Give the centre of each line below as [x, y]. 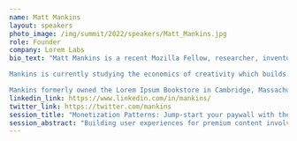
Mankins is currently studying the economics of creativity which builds [148, 74]
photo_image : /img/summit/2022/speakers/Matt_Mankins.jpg [118, 33]
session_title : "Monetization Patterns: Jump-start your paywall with [142, 115]
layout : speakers [41, 26]
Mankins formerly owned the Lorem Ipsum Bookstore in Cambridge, [132, 90]
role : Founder [35, 42]
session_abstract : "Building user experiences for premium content [136, 123]
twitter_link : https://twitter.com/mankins [91, 107]
